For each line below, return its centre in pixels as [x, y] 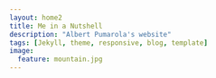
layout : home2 [36, 17]
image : [22, 51]
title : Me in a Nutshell [56, 26]
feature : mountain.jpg [60, 59]
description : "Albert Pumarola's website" [90, 34]
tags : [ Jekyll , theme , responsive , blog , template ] [108, 43]
